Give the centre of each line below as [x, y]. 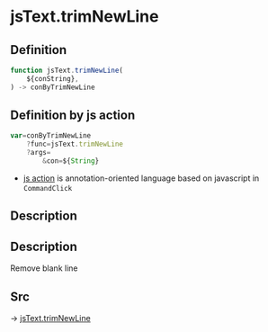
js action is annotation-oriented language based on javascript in [141, 178]
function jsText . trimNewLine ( [67, 70]
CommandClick [48, 188]
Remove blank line [44, 268]
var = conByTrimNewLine [51, 136]
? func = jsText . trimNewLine [75, 144]
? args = [39, 153]
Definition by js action [73, 116]
